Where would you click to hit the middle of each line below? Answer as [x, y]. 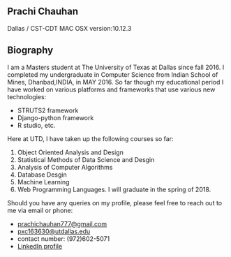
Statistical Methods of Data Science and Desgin [86, 159]
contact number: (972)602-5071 [64, 238]
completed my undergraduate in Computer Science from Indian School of [113, 74]
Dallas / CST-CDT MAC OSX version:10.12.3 [69, 28]
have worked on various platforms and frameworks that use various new [111, 89]
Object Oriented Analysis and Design [70, 152]
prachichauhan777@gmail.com [62, 223]
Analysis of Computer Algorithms [65, 167]
